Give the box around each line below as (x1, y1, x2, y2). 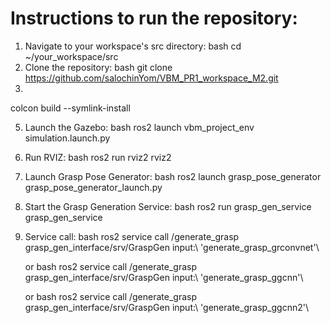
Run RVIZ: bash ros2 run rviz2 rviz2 (24, 151, 172, 163)
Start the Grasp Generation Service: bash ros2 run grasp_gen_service (24, 200, 312, 212)
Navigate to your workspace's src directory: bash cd (24, 40, 242, 52)
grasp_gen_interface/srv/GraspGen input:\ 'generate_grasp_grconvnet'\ (24, 241, 320, 253)
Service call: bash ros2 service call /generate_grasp (24, 230, 240, 242)
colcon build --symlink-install (10, 102, 131, 114)
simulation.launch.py (24, 132, 111, 144)
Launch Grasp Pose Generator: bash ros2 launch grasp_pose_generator (24, 170, 322, 182)
